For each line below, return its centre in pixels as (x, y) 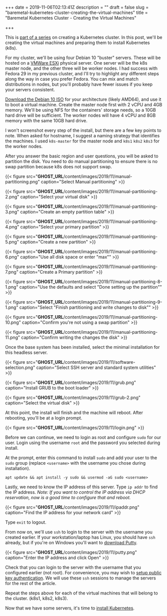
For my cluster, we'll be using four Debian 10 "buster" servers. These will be (83, 58)
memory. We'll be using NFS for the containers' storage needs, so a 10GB (81, 110)
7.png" (12, 272)
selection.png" (20, 367)
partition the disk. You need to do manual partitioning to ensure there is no (82, 161)
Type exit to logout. (26, 522)
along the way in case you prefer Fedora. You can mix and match (72, 79)
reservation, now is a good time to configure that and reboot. (68, 497)
